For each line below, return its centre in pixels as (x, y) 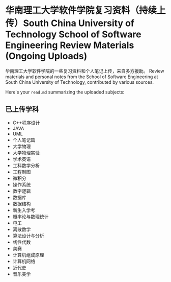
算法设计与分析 (28, 236)
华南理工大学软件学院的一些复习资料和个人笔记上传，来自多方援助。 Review (85, 71)
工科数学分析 (26, 165)
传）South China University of (70, 23)
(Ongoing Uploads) (46, 56)
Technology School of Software (73, 34)
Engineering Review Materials (70, 45)
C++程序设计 (26, 123)
